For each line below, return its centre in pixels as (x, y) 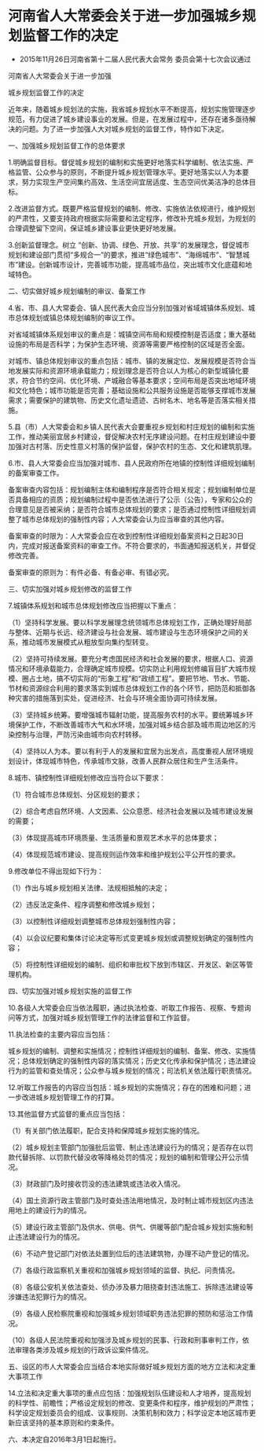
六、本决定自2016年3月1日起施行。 (64, 1439)
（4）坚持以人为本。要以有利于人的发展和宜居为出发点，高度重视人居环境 (128, 751)
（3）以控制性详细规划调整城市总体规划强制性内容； (93, 921)
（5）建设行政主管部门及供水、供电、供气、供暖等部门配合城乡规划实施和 (127, 1227)
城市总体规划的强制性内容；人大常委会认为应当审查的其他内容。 (125, 519)
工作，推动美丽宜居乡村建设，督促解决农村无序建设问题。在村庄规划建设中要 (132, 436)
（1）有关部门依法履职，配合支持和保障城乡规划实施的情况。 (106, 1130)
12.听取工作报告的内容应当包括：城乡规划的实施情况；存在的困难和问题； (126, 1087)
